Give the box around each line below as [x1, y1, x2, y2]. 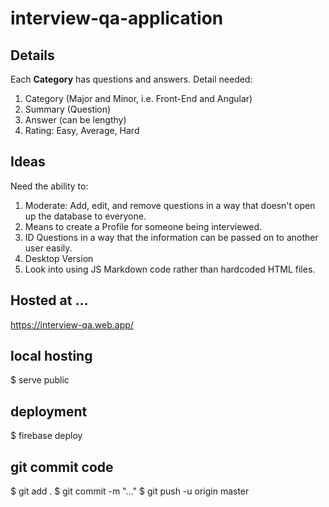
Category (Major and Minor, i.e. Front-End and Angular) [24, 93, 253, 104]
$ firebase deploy [10, 430, 83, 442]
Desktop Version [24, 252, 94, 264]
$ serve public [10, 374, 70, 386]
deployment [10, 403, 88, 420]
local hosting [10, 348, 93, 365]
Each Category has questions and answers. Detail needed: [10, 73, 253, 85]
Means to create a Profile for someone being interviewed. [24, 220, 263, 232]
